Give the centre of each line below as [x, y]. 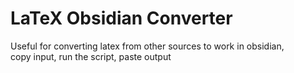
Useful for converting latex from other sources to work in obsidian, [147, 46]
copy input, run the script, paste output [91, 56]
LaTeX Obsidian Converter [121, 18]
